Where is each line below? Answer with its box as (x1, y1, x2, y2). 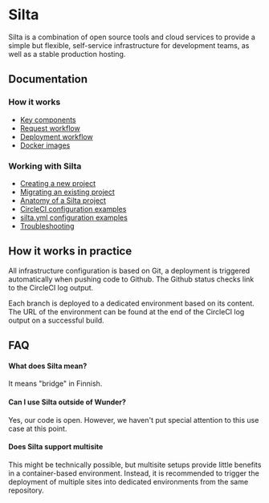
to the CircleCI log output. (8, 282, 94, 292)
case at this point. (8, 424, 67, 433)
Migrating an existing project (19, 187, 115, 197)
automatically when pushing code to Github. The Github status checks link (8, 274, 255, 284)
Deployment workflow (19, 132, 94, 141)
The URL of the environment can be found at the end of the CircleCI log (8, 306, 245, 316)
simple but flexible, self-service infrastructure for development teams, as (8, 40, 250, 50)
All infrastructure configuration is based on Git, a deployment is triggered (8, 266, 251, 275)
